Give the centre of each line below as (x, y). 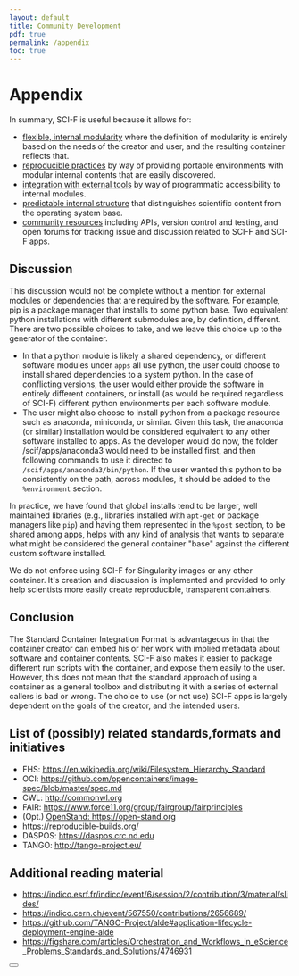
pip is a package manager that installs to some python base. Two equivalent (149, 310)
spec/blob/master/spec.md (72, 788)
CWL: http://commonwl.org (72, 797)
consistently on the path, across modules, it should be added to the (146, 479)
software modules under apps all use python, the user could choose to (151, 365)
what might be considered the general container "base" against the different (149, 543)
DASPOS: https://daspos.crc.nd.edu (88, 835)
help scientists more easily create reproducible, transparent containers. (141, 589)
